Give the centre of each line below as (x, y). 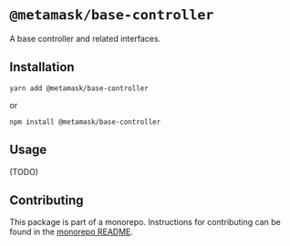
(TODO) (24, 171)
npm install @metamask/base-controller (85, 122)
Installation (42, 67)
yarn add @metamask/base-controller (79, 88)
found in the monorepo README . (72, 232)
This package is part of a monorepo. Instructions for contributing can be (145, 222)
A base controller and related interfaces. (85, 38)
